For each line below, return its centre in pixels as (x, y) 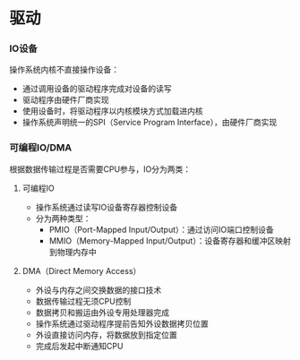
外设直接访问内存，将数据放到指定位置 (106, 334)
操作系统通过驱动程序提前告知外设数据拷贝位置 (122, 323)
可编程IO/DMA (41, 148)
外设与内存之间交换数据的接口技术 (99, 290)
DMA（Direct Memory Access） (81, 270)
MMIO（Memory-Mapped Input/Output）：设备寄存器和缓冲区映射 (170, 240)
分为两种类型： (63, 218)
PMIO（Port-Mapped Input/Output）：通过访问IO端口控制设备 (162, 229)
